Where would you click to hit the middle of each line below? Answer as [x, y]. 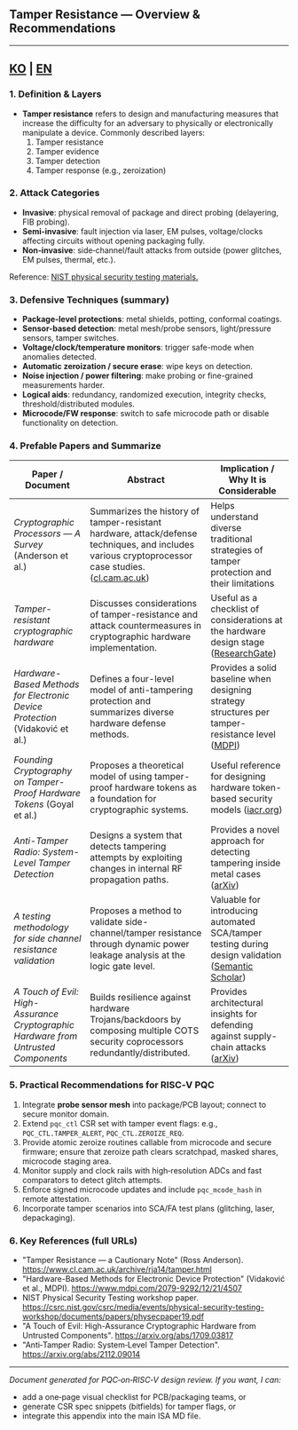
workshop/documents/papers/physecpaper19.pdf [113, 1316]
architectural [237, 1003]
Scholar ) [228, 977]
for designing [238, 777]
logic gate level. [122, 967]
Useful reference [246, 765]
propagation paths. [129, 880]
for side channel [47, 938]
